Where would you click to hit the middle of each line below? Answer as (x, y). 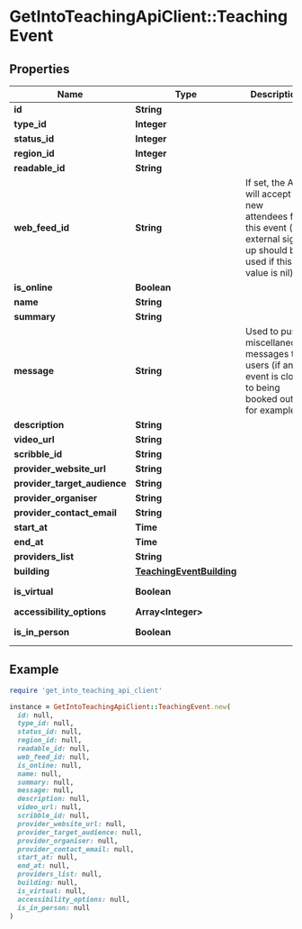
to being (263, 387)
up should (266, 250)
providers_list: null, (60, 874)
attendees (267, 216)
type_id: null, (46, 724)
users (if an (270, 365)
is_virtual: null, (52, 891)
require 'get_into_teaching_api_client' (86, 690)
